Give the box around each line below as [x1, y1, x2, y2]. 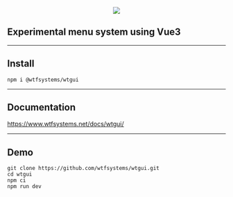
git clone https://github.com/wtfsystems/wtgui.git [7, 165, 159, 172]
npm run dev [7, 183, 42, 190]
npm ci [7, 177, 26, 184]
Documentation [7, 101, 76, 114]
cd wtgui [7, 171, 33, 178]
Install [7, 58, 35, 69]
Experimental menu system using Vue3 [7, 26, 182, 38]
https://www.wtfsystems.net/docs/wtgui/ [7, 120, 125, 128]
